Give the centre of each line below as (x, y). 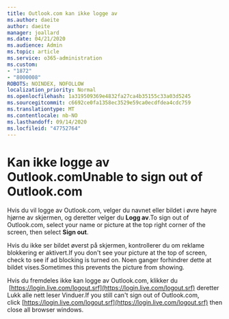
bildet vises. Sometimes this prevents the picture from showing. (96, 268)
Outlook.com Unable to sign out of (105, 177)
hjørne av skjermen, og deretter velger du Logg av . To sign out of (98, 217)
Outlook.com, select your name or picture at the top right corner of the (107, 225)
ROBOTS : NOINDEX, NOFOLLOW (45, 84)
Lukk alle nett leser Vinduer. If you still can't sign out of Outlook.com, (103, 295)
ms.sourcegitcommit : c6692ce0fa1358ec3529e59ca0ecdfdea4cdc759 (99, 103)
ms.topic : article (33, 52)
